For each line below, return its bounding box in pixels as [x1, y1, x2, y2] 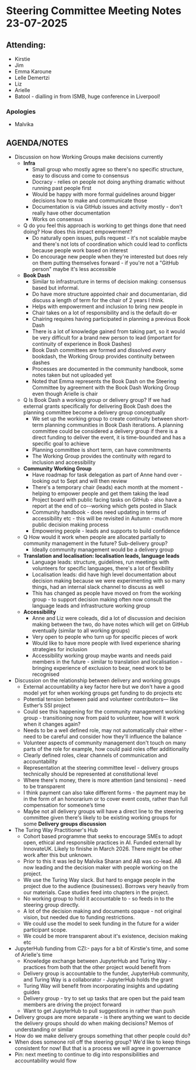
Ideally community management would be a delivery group [32, 546, 174, 553]
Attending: [6, 40, 46, 50]
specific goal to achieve [32, 440, 90, 447]
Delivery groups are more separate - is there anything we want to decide [14, 1014, 190, 1021]
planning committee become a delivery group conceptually [23, 409, 166, 416]
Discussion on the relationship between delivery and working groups [14, 677, 180, 684]
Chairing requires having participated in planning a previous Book [32, 316, 190, 323]
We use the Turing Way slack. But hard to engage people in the [23, 876, 176, 883]
